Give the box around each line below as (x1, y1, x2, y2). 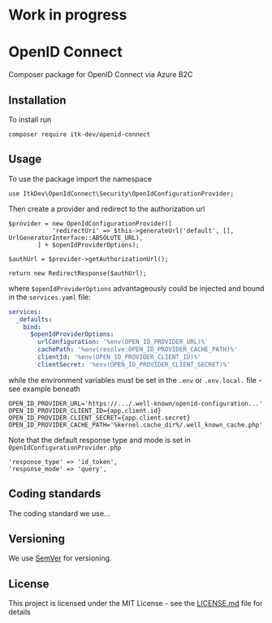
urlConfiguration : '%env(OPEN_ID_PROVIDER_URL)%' (37, 338, 209, 346)
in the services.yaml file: (8, 292, 91, 302)
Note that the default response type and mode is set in (8, 435, 191, 445)
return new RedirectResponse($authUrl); (8, 269, 148, 277)
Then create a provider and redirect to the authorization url (8, 204, 205, 213)
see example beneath (8, 384, 81, 393)
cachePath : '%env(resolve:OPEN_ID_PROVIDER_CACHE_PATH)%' (37, 346, 238, 354)
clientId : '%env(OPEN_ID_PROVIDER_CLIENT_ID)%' (37, 353, 201, 361)
